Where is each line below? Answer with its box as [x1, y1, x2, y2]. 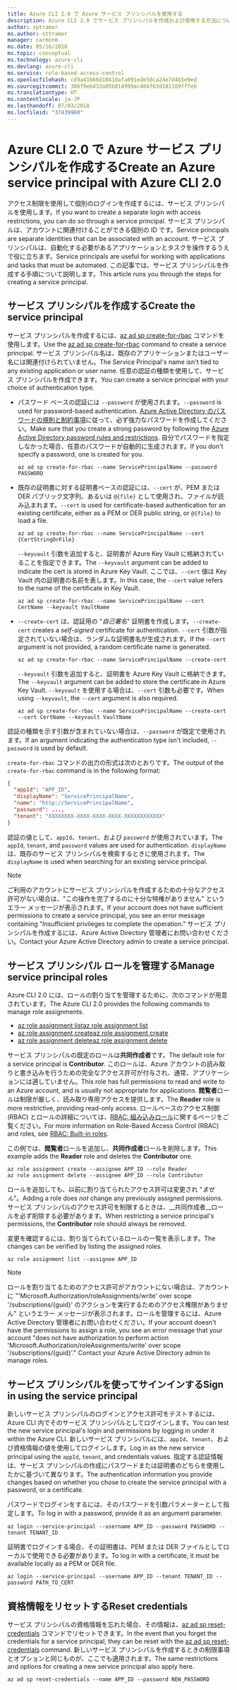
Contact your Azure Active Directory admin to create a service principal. [20, 937, 229, 946]
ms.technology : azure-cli [7, 57, 83, 64]
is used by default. [34, 744, 88, 752]
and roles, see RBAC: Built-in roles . [7, 1129, 109, 1138]
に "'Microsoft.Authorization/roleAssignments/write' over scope [7, 1291, 192, 1301]
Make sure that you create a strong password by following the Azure [30, 424, 229, 433]
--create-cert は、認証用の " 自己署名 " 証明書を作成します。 [17, 616, 193, 626]
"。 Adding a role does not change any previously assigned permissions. [13, 1194, 224, 1202]
